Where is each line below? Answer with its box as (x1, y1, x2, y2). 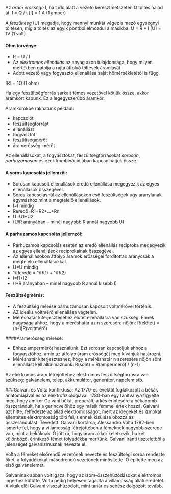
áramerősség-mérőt (12, 142, 55, 149)
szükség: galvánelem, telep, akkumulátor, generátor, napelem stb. (5, 377, 144, 383)
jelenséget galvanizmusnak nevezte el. (5, 441, 87, 447)
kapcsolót (12, 115, 34, 121)
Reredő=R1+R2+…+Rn (12, 208, 60, 214)
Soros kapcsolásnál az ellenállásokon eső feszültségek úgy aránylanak (12, 192, 162, 198)
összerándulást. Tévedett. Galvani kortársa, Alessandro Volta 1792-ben (5, 419, 155, 425)
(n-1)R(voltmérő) (12, 325, 47, 331)
